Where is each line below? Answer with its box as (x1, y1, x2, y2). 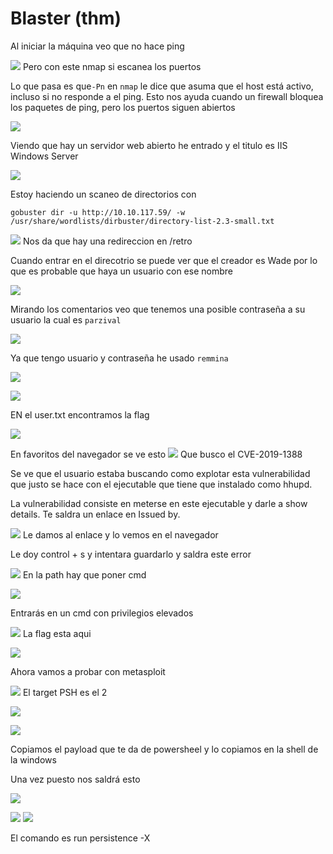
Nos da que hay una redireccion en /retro (22, 235, 193, 247)
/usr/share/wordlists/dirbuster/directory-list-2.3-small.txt (10, 216, 275, 226)
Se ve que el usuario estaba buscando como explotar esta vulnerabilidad (10, 467, 311, 479)
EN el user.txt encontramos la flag (10, 408, 150, 421)
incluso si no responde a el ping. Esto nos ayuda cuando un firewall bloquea (10, 90, 324, 102)
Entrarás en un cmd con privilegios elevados (10, 607, 194, 619)
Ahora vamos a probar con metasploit (10, 665, 166, 677)
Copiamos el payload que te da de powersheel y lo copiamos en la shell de (10, 743, 319, 755)
